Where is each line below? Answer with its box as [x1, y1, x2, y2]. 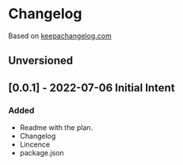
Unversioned [8, 54, 74, 67]
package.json [19, 148, 65, 158]
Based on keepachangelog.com [8, 31, 112, 40]
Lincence [19, 140, 50, 149]
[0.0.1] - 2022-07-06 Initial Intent [8, 81, 176, 94]
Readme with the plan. [19, 123, 93, 132]
